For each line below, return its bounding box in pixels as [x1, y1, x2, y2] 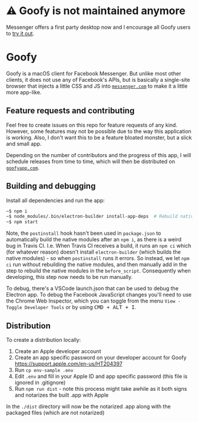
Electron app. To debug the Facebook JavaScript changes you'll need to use [6, 291, 192, 298]
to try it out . [6, 29, 34, 36]
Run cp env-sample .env [14, 366, 74, 373]
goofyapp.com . [6, 164, 39, 171]
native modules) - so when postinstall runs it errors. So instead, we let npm [6, 255, 190, 262]
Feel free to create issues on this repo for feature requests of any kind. [6, 121, 178, 128]
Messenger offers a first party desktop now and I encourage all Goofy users [6, 24, 191, 31]
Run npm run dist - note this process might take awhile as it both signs [14, 385, 187, 392]
